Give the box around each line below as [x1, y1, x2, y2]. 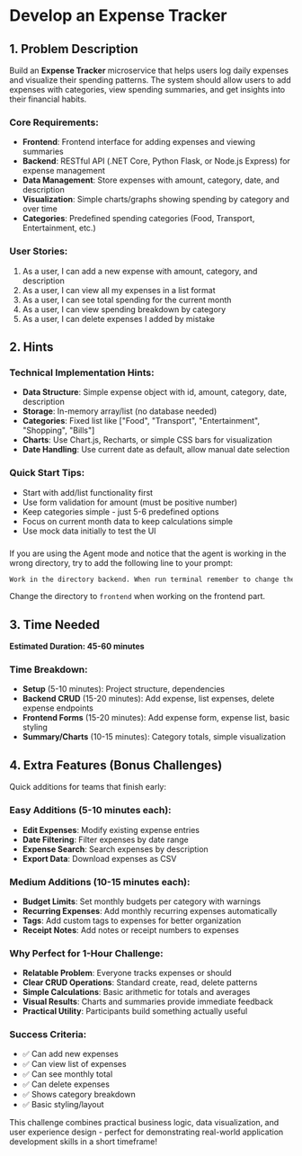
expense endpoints [22, 703, 94, 713]
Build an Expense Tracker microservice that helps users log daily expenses [9, 65, 289, 76]
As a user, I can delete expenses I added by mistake [22, 313, 216, 324]
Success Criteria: [9, 1028, 87, 1041]
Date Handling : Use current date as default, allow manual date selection [22, 444, 290, 455]
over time [22, 203, 58, 214]
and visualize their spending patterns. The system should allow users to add [9, 75, 291, 85]
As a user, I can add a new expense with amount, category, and [22, 265, 258, 276]
